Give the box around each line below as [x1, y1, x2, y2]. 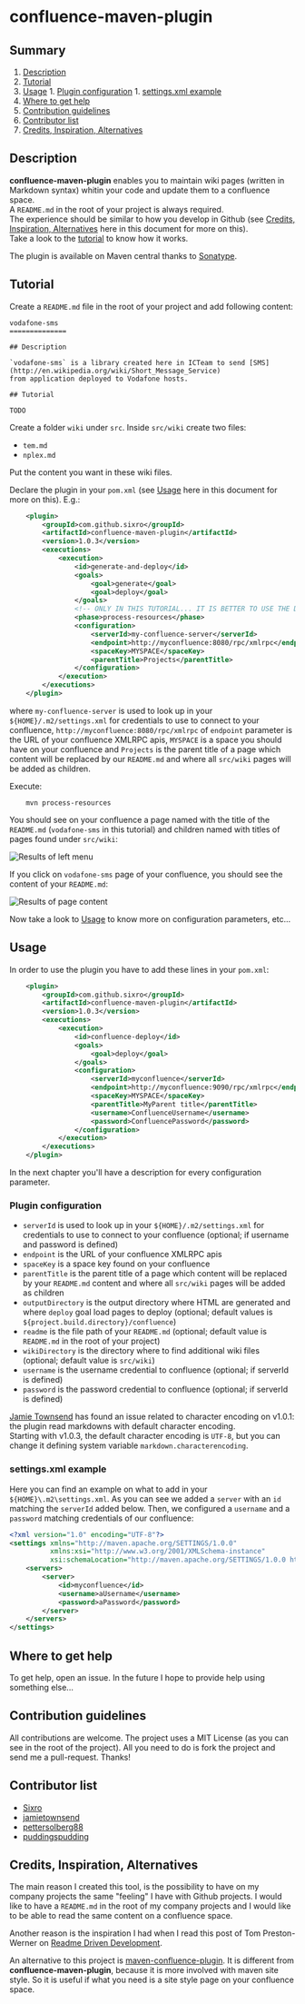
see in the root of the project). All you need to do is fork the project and [9, 1741, 276, 1752]
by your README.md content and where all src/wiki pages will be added [22, 1278, 286, 1289]
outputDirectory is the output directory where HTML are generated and [22, 1297, 290, 1308]
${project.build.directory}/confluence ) [22, 1316, 177, 1327]
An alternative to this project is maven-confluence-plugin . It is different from [9, 1955, 295, 1966]
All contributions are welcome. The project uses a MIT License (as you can [9, 1732, 289, 1743]
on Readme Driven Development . [39, 1938, 163, 1949]
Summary [9, 43, 66, 58]
